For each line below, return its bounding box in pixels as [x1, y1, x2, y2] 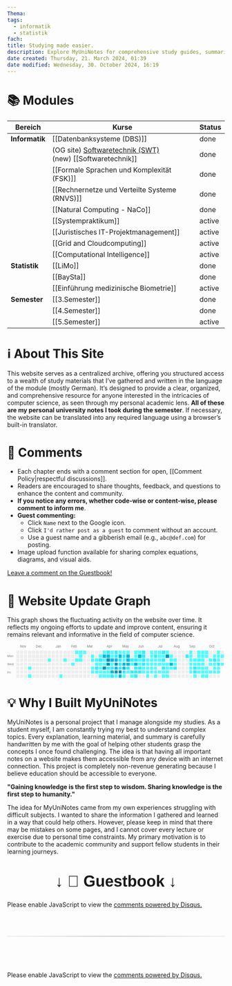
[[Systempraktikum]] [52, 215, 120, 225]
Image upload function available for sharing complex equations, [17, 548, 199, 557]
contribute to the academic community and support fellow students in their [7, 840, 220, 849]
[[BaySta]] [52, 272, 86, 282]
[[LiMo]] [52, 260, 79, 270]
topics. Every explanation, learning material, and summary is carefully [7, 733, 206, 741]
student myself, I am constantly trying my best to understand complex [7, 726, 206, 734]
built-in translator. [7, 420, 58, 429]
